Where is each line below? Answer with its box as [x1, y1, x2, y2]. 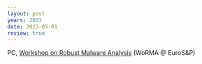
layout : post [7, 10, 45, 17]
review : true [7, 29, 45, 37]
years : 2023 [7, 17, 42, 24]
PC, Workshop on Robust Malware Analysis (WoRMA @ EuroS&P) [7, 49, 196, 57]
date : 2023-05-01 [7, 23, 58, 30]
